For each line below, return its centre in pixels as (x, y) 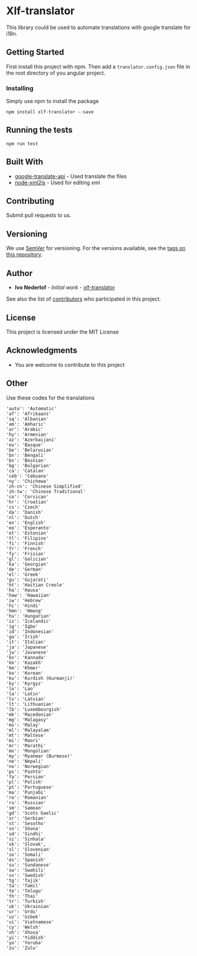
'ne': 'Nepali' (25, 761)
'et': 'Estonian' (28, 533)
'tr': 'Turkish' (26, 901)
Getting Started (35, 52)
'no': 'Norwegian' (29, 766)
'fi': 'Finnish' (26, 543)
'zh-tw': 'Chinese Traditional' (46, 491)
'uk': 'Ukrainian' (29, 906)
